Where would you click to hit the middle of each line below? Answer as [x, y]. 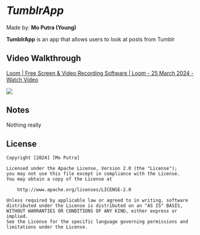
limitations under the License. [47, 227]
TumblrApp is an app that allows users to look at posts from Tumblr [91, 39]
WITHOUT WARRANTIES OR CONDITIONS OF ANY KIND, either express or [92, 211]
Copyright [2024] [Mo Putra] [43, 158]
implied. [17, 217]
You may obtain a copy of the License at [59, 179]
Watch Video [22, 79]
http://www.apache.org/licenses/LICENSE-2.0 [74, 190]
